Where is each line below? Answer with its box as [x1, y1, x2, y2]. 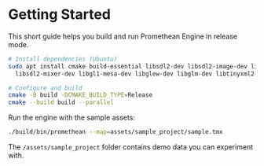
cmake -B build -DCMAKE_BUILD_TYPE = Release [8, 91, 153, 99]
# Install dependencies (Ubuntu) [8, 55, 118, 63]
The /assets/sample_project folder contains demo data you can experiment [8, 142, 254, 152]
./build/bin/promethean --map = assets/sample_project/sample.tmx [8, 128, 223, 136]
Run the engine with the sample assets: [8, 113, 136, 123]
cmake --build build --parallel [8, 98, 114, 107]
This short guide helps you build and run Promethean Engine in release [8, 31, 238, 41]
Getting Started [8, 6, 112, 24]
